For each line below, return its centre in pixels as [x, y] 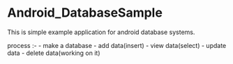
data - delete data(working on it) [54, 53]
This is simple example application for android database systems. [101, 32]
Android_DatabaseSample [85, 13]
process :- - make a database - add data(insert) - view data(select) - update [117, 45]
